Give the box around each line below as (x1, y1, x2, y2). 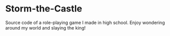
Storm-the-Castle (5, 3, 83, 14)
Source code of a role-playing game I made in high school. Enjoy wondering (5, 19, 165, 25)
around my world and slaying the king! (5, 24, 86, 30)
